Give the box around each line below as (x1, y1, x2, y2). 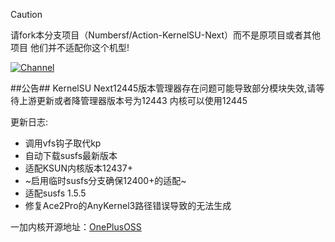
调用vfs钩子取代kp (24, 137, 102, 149)
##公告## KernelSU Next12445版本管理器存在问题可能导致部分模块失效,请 (10, 82, 317, 94)
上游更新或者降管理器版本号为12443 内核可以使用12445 (18, 95, 248, 106)
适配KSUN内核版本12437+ (24, 162, 133, 174)
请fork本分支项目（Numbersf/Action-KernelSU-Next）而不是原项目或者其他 (10, 29, 322, 41)
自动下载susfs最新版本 (24, 150, 118, 161)
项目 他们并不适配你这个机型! (10, 42, 130, 53)
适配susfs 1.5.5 (24, 187, 87, 199)
